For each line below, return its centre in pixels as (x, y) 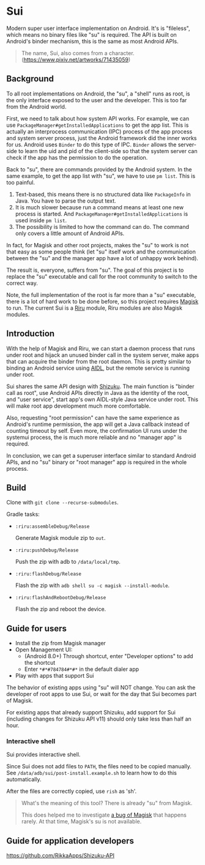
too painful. (21, 182)
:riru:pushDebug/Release (47, 550)
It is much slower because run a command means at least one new (99, 207)
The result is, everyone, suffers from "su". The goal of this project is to (95, 270)
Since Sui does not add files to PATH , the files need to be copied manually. (99, 766)
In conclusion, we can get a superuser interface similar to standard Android (101, 455)
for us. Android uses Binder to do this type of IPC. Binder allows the (91, 144)
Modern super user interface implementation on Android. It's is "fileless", (99, 28)
